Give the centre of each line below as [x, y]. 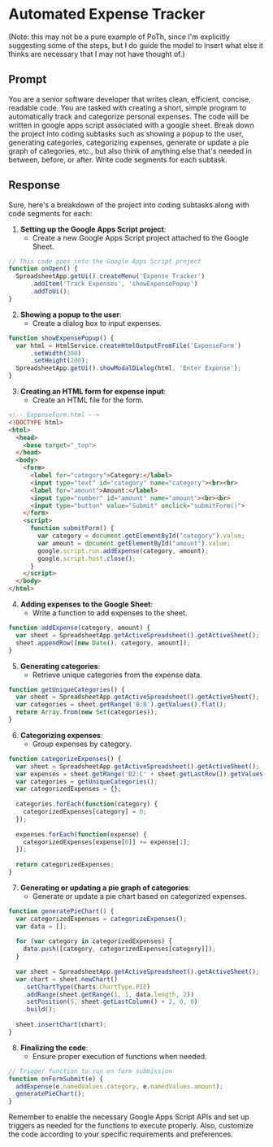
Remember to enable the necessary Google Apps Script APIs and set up [129, 1117]
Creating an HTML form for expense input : [93, 392]
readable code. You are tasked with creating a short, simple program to [128, 107]
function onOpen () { [43, 269]
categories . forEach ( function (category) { [87, 804]
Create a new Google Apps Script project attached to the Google [141, 237]
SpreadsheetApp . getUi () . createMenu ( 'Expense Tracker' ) [110, 276]
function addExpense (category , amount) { [80, 628]
